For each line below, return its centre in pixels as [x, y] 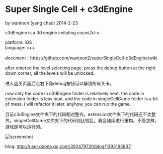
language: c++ [20, 47]
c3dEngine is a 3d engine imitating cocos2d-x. [53, 32]
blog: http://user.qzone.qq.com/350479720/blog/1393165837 [68, 146]
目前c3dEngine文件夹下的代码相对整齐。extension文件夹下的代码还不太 [78, 114]
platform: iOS [19, 42]
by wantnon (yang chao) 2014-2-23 [41, 23]
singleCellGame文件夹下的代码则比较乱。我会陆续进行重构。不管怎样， [86, 120]
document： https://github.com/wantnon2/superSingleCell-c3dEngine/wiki [81, 58]
